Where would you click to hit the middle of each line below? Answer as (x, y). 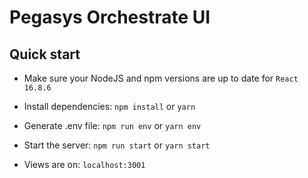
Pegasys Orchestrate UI (110, 17)
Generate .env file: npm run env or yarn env (112, 125)
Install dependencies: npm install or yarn (109, 106)
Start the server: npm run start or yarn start (117, 145)
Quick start (45, 54)
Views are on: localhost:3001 (84, 164)
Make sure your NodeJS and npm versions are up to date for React (161, 78)
